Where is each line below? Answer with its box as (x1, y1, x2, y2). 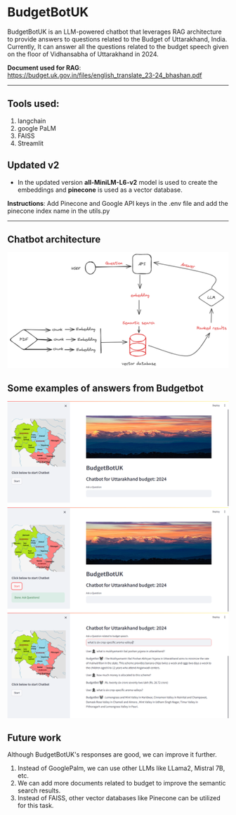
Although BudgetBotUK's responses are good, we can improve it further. (7, 750, 217, 759)
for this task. (17, 802, 54, 810)
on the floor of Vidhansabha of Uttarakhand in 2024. (7, 50, 159, 58)
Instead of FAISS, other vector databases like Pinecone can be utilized (17, 794, 221, 802)
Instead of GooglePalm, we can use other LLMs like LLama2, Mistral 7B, (17, 764, 225, 773)
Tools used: (7, 98, 60, 110)
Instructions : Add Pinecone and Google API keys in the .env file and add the (7, 199, 228, 207)
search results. (17, 786, 61, 795)
